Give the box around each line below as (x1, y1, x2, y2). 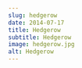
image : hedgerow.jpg (8, 41, 76, 48)
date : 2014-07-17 (8, 19, 65, 27)
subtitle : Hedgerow (8, 33, 72, 41)
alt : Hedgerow (8, 48, 55, 55)
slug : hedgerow (8, 11, 58, 20)
